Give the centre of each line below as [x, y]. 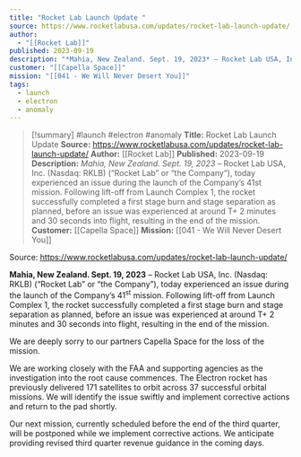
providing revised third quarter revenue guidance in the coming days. [137, 443]
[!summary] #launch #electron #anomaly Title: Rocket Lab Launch [154, 135]
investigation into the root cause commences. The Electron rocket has [138, 377]
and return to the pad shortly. [64, 406]
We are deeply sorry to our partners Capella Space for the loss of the [137, 341]
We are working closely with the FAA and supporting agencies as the [136, 368]
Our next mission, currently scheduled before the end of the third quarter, [145, 424]
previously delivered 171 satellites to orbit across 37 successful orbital [138, 387]
